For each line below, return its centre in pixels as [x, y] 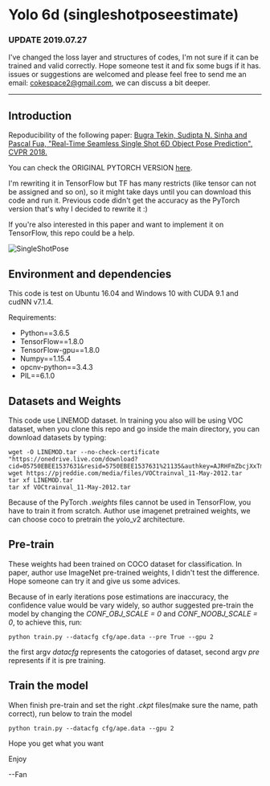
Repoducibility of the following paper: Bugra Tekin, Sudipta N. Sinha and [128, 135]
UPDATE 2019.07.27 [48, 40]
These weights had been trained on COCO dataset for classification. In [125, 563]
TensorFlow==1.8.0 [52, 342]
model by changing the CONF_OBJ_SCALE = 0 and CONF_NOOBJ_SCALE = [133, 613]
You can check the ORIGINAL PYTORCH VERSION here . [100, 168]
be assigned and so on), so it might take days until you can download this [130, 192]
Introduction [40, 115]
